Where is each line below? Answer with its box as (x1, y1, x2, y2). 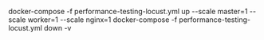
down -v (43, 24, 72, 32)
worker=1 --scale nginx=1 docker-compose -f (27, 15, 178, 24)
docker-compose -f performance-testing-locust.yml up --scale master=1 (8, 7, 248, 16)
